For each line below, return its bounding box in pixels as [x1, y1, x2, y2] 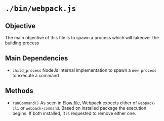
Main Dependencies [5, 54, 68, 62]
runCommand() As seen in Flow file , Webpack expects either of [12, 100, 137, 106]
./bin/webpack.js [5, 4, 77, 13]
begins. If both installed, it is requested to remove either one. [12, 110, 136, 116]
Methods [5, 87, 34, 95]
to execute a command [12, 72, 59, 78]
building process [5, 40, 40, 46]
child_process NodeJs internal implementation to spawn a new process [12, 67, 157, 73]
